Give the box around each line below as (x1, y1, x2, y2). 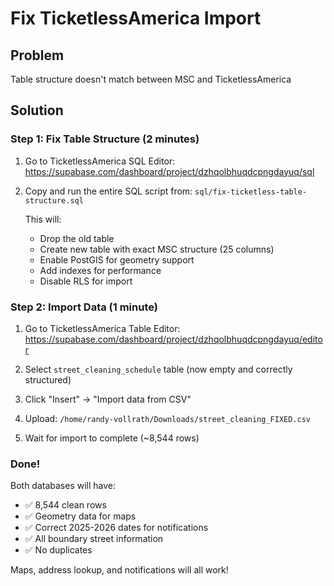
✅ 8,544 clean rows (24, 499, 107, 511)
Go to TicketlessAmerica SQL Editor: (24, 155, 176, 167)
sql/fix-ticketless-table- (194, 187, 308, 197)
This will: (24, 213, 62, 225)
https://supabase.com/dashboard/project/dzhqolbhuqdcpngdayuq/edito (24, 333, 323, 345)
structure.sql (24, 195, 84, 206)
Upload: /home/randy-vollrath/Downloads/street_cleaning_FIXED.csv (24, 412, 312, 424)
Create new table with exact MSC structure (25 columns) (39, 243, 275, 255)
